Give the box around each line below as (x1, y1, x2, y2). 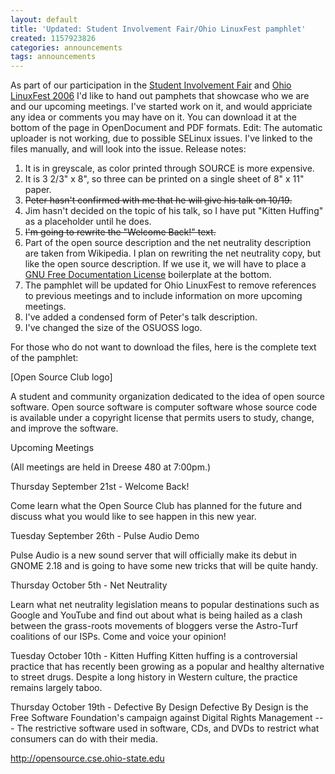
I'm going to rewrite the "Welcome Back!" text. (24, 226, 217, 238)
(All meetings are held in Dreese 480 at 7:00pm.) (10, 461, 212, 473)
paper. (24, 184, 52, 196)
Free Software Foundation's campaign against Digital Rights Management (10, 712, 313, 724)
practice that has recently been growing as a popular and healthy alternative (10, 661, 325, 673)
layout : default (10, 14, 78, 25)
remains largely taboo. (10, 682, 103, 694)
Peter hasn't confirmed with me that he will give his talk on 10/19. (24, 194, 293, 206)
